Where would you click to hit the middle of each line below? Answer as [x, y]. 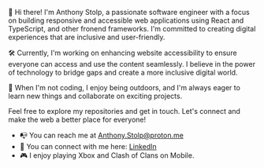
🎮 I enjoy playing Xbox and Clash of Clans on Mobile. [107, 155]
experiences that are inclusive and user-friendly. [87, 37]
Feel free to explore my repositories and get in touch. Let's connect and [124, 111]
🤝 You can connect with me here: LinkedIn [88, 146]
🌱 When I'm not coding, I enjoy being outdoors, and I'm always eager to [124, 88]
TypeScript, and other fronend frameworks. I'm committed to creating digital [132, 29]
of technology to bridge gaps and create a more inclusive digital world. [123, 72]
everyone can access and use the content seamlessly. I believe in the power [132, 64]
